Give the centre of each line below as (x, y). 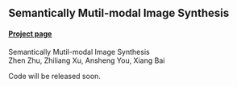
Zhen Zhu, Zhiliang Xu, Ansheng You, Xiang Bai (87, 60)
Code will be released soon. (54, 76)
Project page (30, 33)
